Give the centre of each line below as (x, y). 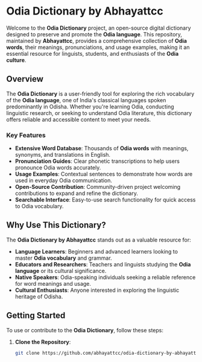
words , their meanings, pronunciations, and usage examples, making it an (98, 47)
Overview (25, 79)
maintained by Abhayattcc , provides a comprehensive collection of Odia (96, 41)
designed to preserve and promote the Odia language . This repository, (94, 34)
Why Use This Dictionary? (56, 225)
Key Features (26, 135)
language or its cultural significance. (61, 271)
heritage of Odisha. (39, 296)
